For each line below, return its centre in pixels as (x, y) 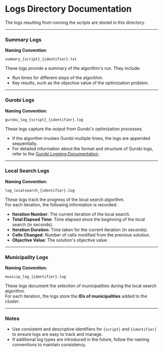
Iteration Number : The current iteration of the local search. (71, 214)
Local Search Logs (27, 171)
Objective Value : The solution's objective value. (60, 240)
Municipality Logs (27, 257)
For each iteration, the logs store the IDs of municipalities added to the (76, 296)
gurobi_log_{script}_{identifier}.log (44, 120)
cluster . (13, 301)
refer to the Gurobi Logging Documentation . (56, 154)
